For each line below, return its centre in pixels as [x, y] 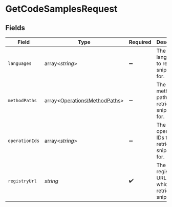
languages [20, 64]
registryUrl [23, 181]
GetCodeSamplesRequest [61, 9]
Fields [15, 28]
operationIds [24, 141]
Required [140, 42]
